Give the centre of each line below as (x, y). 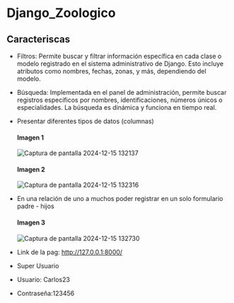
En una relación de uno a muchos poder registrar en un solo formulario (120, 199)
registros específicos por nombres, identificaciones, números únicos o (120, 100)
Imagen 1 (30, 137)
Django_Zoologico (61, 13)
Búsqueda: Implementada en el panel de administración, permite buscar (122, 92)
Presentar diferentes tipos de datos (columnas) (86, 121)
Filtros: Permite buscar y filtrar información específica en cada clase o (119, 56)
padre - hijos (35, 206)
